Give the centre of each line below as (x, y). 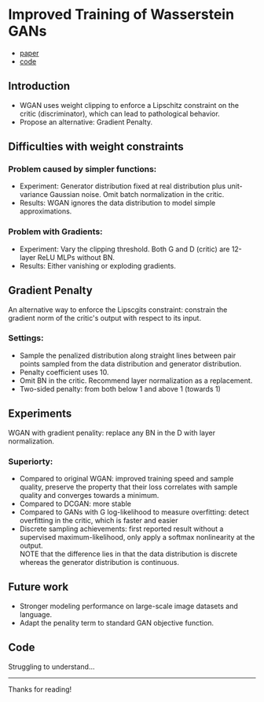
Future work (38, 587)
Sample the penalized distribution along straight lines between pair (128, 355)
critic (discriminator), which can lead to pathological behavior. (119, 113)
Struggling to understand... (52, 667)
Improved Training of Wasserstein (121, 15)
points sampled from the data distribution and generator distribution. (130, 363)
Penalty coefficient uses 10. (64, 372)
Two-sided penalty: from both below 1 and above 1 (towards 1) (120, 388)
